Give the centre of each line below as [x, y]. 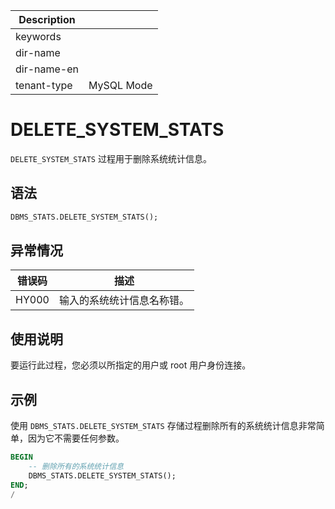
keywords [38, 36]
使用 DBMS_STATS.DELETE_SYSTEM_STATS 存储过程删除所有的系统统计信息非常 [163, 426]
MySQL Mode [120, 85]
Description [47, 19]
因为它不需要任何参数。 [76, 438]
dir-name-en [47, 69]
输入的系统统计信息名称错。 [124, 301]
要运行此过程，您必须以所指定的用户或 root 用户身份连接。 [131, 365]
